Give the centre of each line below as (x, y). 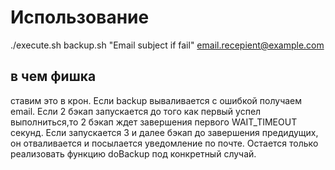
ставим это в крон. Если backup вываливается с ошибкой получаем (156, 100)
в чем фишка (53, 76)
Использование (80, 17)
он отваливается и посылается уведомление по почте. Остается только (164, 143)
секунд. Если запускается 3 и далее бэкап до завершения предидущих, (164, 132)
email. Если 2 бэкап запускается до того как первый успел (136, 111)
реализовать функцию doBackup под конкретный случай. (133, 153)
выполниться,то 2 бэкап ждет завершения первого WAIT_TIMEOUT (154, 122)
